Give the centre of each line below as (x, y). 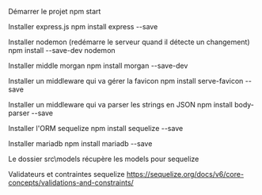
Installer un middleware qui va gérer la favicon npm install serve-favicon (126, 81)
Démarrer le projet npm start (55, 11)
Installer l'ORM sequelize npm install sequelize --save (96, 128)
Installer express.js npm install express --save (83, 26)
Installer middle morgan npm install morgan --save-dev (98, 66)
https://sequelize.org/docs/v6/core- (185, 174)
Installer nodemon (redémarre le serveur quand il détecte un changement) (129, 42)
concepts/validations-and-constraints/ (71, 182)
